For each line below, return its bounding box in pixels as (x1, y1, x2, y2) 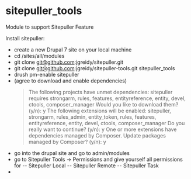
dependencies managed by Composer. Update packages (28, 132, 166, 139)
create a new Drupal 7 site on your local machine (13, 46, 132, 53)
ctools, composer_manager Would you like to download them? (28, 101, 179, 108)
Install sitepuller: (5, 35, 45, 42)
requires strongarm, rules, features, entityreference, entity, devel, (28, 95, 186, 102)
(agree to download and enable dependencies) (13, 77, 127, 84)
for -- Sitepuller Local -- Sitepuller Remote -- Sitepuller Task (13, 162, 159, 169)
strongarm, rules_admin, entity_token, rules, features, (28, 113, 157, 121)
